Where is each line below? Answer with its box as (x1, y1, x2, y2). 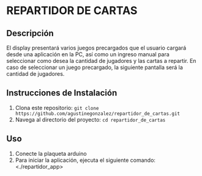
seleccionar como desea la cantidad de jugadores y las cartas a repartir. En (6, 57, 196, 64)
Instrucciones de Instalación (6, 88, 118, 98)
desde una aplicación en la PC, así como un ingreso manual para (6, 51, 170, 58)
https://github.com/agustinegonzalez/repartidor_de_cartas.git (15, 111, 181, 117)
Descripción (6, 28, 54, 38)
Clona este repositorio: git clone (15, 104, 99, 111)
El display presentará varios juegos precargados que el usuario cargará (6, 44, 187, 51)
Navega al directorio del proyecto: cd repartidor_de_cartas (15, 116, 166, 123)
